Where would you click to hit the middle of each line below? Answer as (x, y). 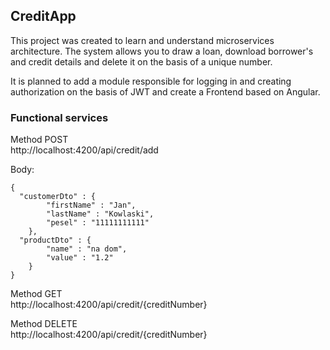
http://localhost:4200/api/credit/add (84, 150)
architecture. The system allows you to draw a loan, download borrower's (162, 51)
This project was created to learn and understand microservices (142, 40)
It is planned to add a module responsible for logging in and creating (151, 81)
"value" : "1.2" (80, 258)
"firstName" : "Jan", (91, 205)
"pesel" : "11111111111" (98, 223)
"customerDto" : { (58, 197)
